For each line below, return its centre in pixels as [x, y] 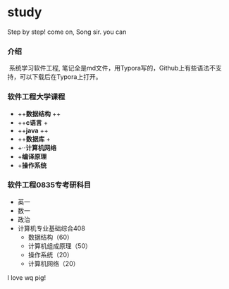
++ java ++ [33, 130]
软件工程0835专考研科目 [49, 185]
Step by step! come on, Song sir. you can [67, 32]
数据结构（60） [51, 237]
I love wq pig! [27, 277]
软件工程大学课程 [36, 97]
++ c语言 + [32, 122]
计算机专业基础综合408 [51, 228]
